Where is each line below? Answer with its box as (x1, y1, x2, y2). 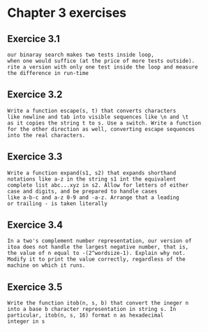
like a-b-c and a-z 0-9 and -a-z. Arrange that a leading (7, 194, 179, 201)
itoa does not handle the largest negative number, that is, (7, 244, 189, 251)
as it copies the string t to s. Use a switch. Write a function (7, 119, 201, 127)
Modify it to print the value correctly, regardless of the (7, 256, 186, 263)
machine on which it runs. (7, 262, 86, 269)
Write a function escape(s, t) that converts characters (7, 107, 177, 114)
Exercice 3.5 (7, 281, 63, 293)
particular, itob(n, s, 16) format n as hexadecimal (7, 312, 164, 319)
